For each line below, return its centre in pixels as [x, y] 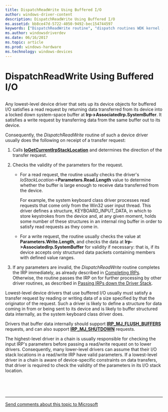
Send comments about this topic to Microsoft [52, 405]
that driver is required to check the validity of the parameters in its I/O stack [83, 366]
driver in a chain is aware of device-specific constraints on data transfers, [81, 360]
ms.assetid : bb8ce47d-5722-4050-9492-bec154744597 [59, 24]
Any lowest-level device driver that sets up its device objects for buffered [81, 104]
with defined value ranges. [47, 258]
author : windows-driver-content [39, 14]
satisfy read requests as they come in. [59, 227]
